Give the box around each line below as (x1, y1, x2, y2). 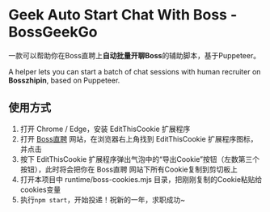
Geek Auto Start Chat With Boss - (8, 6, 238, 24)
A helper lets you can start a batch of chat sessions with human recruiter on (8, 66, 261, 76)
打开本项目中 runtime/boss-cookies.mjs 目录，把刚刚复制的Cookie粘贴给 (19, 174, 263, 184)
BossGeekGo (8, 23, 98, 41)
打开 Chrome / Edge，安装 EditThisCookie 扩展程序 (19, 124, 191, 134)
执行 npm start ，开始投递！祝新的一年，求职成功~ (19, 194, 186, 204)
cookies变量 (19, 184, 61, 194)
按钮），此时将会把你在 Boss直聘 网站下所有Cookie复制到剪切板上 (19, 164, 238, 174)
